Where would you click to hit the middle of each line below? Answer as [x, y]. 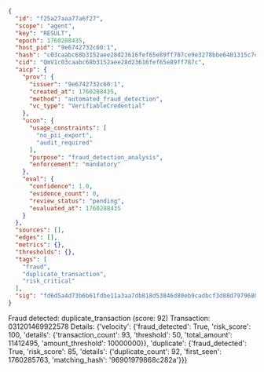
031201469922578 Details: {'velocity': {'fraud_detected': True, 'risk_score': [130, 326]
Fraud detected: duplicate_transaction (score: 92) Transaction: [109, 318]
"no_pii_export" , [64, 135]
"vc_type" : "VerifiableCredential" [87, 106]
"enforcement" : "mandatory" [75, 165]
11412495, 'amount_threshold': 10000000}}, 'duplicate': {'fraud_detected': [127, 343]
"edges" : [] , [37, 238]
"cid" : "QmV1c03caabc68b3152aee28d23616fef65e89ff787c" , [110, 63]
